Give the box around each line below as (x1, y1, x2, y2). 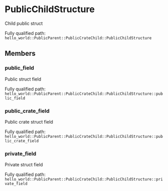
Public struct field (5, 76, 41, 82)
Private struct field (5, 162, 43, 168)
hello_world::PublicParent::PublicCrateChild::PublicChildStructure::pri (5, 177, 163, 182)
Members (5, 49, 36, 58)
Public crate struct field (5, 119, 53, 125)
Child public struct (5, 20, 43, 26)
